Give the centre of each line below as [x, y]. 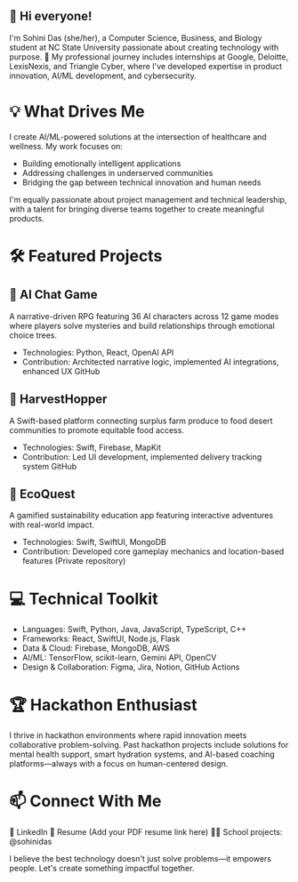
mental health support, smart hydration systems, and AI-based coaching [142, 754]
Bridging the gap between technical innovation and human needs [141, 182]
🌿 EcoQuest [42, 494]
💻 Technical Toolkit [84, 599]
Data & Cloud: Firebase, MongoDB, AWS [96, 648]
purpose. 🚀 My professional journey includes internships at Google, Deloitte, [149, 56]
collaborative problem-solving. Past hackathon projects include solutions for [149, 745]
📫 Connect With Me [85, 802]
